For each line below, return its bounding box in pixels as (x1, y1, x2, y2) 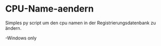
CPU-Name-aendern (5, 3, 94, 15)
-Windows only (5, 35, 37, 41)
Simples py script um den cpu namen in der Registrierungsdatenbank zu (5, 20, 156, 26)
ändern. (5, 25, 22, 31)
